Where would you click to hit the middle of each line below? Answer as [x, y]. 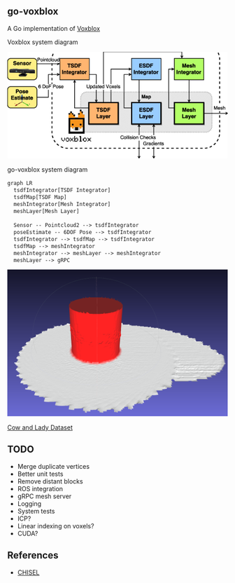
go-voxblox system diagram [48, 169]
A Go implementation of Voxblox [54, 28]
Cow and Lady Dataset [40, 427]
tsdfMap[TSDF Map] [41, 197]
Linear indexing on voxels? [56, 526]
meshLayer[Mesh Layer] [47, 211]
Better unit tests [40, 474]
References [33, 555]
